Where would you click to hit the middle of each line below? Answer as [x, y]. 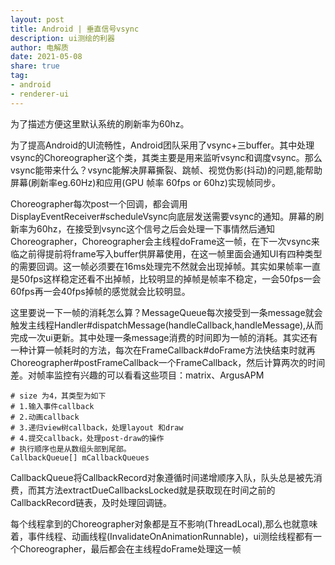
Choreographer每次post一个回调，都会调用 [99, 203]
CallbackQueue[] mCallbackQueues [80, 457]
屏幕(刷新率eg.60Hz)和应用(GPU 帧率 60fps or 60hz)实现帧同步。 [145, 182]
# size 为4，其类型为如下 [58, 396]
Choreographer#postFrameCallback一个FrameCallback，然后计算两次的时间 [168, 362]
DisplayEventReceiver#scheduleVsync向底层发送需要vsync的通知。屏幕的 [163, 216]
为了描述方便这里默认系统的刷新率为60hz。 [100, 123]
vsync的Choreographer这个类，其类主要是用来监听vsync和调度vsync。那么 [166, 157]
